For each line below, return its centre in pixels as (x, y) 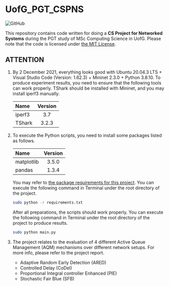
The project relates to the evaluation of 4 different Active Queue (79, 242)
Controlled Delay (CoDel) (46, 268)
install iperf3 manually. (36, 93)
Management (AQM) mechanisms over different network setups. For (83, 247)
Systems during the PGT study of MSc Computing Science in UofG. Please (83, 38)
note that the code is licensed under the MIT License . (61, 44)
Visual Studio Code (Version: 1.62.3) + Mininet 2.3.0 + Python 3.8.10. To (87, 77)
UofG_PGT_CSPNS (45, 9)
